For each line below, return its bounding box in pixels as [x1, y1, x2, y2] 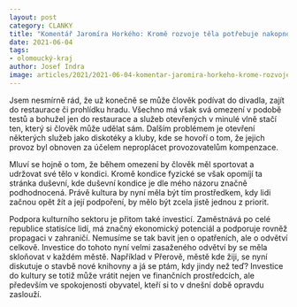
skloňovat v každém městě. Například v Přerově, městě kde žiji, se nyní [9, 251, 268, 262]
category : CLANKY [9, 21, 73, 30]
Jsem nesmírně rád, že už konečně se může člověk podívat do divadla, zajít [9, 95, 285, 105]
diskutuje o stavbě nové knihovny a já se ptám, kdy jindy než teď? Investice [9, 260, 284, 271]
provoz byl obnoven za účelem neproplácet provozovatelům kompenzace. [9, 142, 278, 152]
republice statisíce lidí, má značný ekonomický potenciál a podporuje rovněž [9, 223, 288, 234]
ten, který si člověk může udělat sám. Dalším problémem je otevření [9, 123, 255, 134]
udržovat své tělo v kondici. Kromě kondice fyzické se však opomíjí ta [9, 168, 263, 179]
